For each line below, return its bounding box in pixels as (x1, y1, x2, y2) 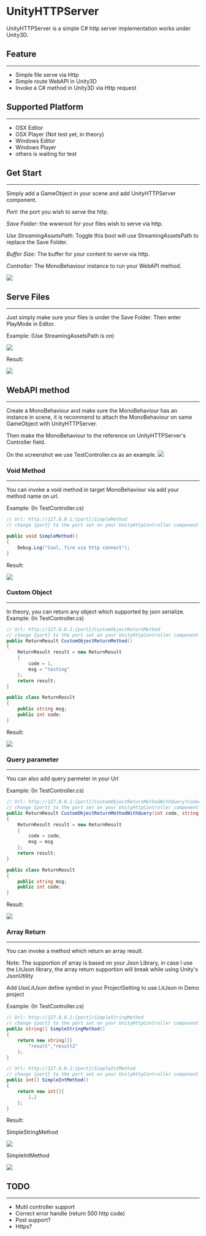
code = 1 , (28, 661, 53, 667)
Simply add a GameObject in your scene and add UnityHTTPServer (6, 190, 176, 197)
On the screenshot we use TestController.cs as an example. (6, 451, 157, 458)
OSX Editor (15, 124, 44, 131)
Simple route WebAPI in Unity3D (15, 77, 97, 85)
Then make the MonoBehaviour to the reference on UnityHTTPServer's (6, 432, 186, 439)
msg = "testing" (28, 666, 70, 672)
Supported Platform (6, 102, 84, 112)
